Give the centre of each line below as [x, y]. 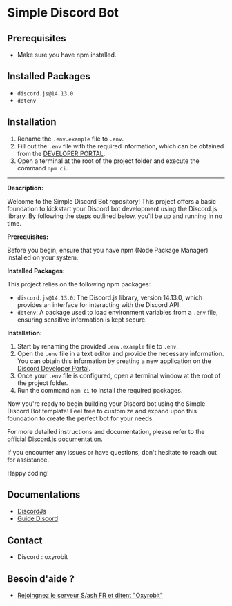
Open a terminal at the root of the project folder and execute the [108, 161]
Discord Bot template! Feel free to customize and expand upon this [102, 411]
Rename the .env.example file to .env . [70, 139]
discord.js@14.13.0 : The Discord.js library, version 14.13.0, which [109, 297]
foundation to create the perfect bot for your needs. [80, 418]
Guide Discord [38, 518]
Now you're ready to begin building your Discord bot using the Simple [106, 403]
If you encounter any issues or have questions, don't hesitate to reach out [112, 452]
